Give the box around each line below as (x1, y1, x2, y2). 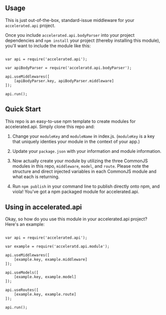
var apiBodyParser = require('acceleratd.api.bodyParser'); (5, 65, 132, 70)
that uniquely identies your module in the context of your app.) (12, 138, 140, 144)
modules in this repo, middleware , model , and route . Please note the (12, 163, 149, 169)
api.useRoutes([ (5, 288, 39, 293)
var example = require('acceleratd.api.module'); (5, 244, 110, 249)
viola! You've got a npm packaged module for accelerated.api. (12, 189, 140, 195)
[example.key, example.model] (14, 275, 77, 280)
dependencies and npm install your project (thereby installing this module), (5, 37, 161, 43)
